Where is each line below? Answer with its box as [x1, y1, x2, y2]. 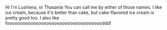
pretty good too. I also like [5, 15, 59, 20]
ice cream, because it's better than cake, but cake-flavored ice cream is [5, 9, 154, 15]
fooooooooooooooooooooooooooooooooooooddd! [5, 20, 112, 26]
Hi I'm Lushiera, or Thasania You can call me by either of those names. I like [5, 4, 162, 10]
